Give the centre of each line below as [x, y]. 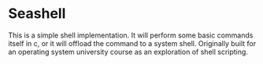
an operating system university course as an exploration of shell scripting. [128, 52]
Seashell [37, 14]
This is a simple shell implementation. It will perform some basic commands [131, 35]
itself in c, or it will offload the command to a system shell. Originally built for [132, 43]
